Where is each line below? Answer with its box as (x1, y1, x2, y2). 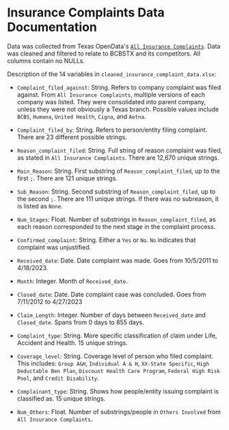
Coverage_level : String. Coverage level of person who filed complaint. (16, 352, 214, 360)
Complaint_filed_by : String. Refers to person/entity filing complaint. (16, 126, 208, 134)
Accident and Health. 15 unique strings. (16, 338, 128, 347)
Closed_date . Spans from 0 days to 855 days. (16, 318, 145, 326)
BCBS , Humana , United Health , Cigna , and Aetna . (16, 112, 146, 121)
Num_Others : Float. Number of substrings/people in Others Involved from (16, 407, 221, 416)
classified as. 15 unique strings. (16, 394, 106, 403)
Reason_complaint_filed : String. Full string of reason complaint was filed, (16, 146, 223, 154)
